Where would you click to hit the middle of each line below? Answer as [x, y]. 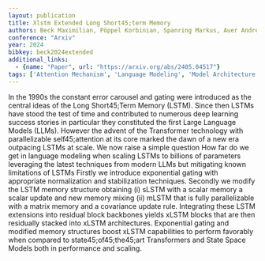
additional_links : [38, 60]
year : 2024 [26, 45]
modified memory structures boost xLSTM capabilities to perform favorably [131, 231]
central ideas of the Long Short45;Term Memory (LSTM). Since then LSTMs [131, 105]
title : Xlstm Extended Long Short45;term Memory [90, 23]
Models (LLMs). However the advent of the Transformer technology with [126, 130]
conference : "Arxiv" [42, 38]
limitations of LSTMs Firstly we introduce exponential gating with [113, 172]
